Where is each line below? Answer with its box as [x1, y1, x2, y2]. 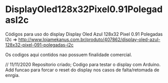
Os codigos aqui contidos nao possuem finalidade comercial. [5, 52, 132, 58]
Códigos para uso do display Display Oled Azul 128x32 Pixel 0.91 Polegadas [5, 31, 163, 37]
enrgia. [5, 72, 20, 78]
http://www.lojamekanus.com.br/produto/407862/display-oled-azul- [18, 36, 160, 43]
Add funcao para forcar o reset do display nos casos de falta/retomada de [5, 67, 160, 73]
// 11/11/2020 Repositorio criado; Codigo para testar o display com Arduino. [5, 61, 161, 67]
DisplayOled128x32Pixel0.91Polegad [5, 4, 163, 15]
